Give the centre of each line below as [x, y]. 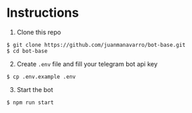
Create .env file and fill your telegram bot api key [87, 63]
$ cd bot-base [27, 51]
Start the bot [35, 89]
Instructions [43, 13]
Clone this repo [39, 32]
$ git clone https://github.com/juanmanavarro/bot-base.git [96, 45]
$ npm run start [30, 103]
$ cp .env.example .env [41, 77]
